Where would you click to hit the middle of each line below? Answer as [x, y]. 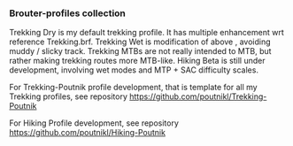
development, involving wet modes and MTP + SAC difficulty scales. [134, 70]
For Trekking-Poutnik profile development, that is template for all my [134, 88]
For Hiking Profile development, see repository [94, 123]
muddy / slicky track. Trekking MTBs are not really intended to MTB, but [140, 51]
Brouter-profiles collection [68, 13]
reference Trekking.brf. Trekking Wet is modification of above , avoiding [140, 42]
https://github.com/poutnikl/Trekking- [198, 96]
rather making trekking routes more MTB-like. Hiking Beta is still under [137, 61]
